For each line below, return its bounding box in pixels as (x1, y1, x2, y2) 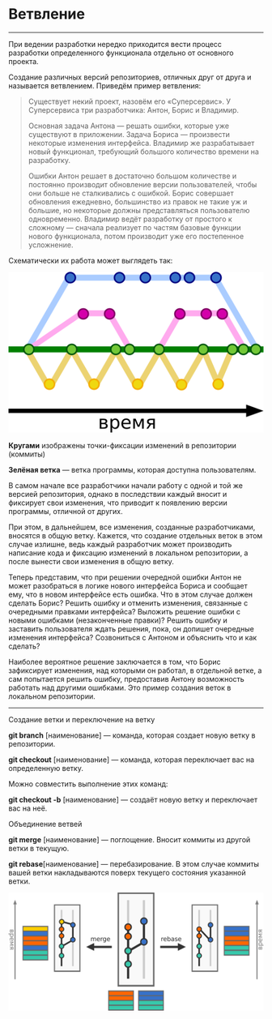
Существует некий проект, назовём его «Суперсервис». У (28, 96, 232, 106)
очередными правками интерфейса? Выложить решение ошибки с (8, 607, 241, 617)
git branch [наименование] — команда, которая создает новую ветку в (8, 730, 256, 740)
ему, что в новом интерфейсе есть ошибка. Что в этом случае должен (8, 589, 253, 600)
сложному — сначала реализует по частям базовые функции (28, 222, 241, 232)
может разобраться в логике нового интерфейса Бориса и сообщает (8, 581, 249, 591)
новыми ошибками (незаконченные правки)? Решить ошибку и (8, 615, 228, 625)
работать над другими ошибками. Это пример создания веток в (8, 683, 232, 693)
